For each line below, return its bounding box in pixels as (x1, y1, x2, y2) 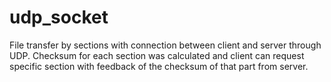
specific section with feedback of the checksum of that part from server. (9, 60, 309, 72)
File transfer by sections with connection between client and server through (9, 39, 322, 51)
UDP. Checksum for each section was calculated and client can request (9, 49, 305, 61)
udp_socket (9, 6, 109, 29)
